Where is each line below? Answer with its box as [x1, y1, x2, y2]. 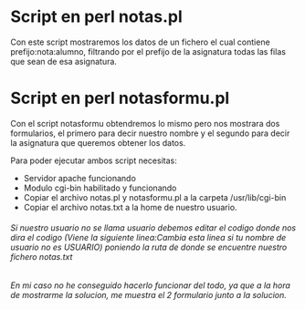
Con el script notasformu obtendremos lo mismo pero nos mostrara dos [10, 118, 280, 129]
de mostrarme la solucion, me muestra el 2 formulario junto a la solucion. [10, 290, 287, 301]
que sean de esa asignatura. [10, 56, 118, 67]
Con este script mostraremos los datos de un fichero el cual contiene [10, 36, 270, 47]
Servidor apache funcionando [23, 172, 136, 183]
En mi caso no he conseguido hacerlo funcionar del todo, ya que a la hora [10, 280, 291, 291]
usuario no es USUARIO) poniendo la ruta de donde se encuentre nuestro [10, 242, 288, 252]
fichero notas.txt [10, 252, 73, 263]
